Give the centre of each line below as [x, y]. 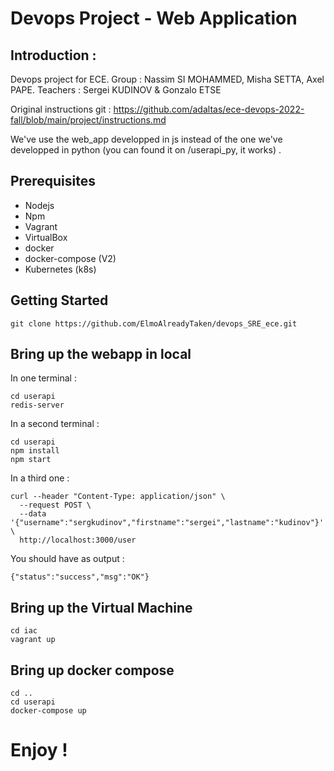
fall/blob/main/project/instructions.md [88, 120]
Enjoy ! [39, 750]
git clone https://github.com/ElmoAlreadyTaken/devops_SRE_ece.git [154, 323]
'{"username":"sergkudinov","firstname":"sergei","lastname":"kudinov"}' [167, 523]
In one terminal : [43, 378]
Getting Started [59, 300]
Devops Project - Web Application [154, 18]
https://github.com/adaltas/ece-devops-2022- [209, 109]
